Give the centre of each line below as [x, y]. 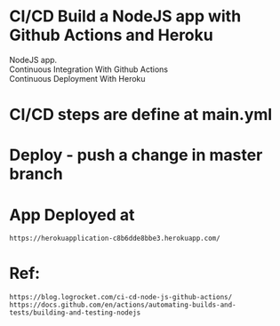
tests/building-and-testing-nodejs [75, 313]
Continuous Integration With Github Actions [89, 69]
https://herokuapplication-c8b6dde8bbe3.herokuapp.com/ [115, 239]
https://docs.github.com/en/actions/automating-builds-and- [123, 305]
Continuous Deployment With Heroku [77, 78]
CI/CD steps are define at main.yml [141, 115]
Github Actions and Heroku [111, 35]
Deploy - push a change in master [136, 155]
